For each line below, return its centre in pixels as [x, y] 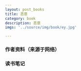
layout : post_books [25, 9]
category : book [20, 18]
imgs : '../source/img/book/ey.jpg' [41, 28]
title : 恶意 [16, 14]
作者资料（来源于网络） [32, 50]
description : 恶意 [23, 23]
